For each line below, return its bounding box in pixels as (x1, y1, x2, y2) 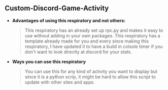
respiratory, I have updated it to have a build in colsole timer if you (24, 43, 163, 50)
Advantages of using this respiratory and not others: (12, 17, 125, 23)
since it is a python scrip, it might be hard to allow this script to (24, 73, 156, 80)
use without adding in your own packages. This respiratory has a (24, 32, 160, 38)
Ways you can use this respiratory (12, 58, 86, 65)
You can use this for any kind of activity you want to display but (24, 68, 158, 74)
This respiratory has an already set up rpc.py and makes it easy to (24, 27, 163, 33)
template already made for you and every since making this (24, 38, 149, 44)
